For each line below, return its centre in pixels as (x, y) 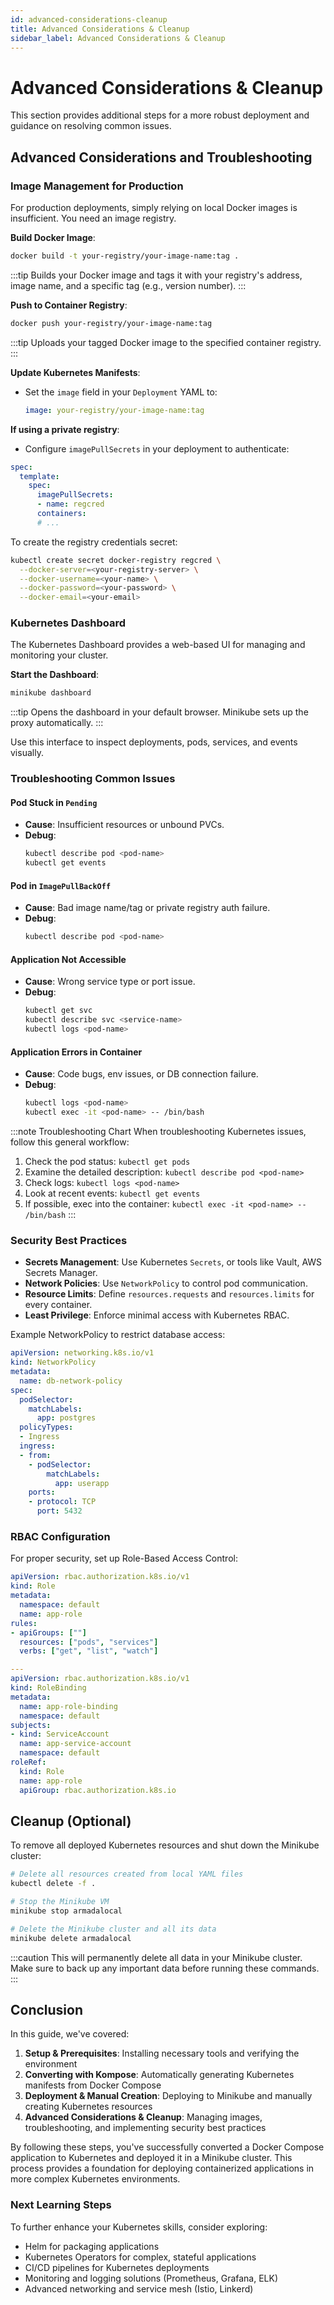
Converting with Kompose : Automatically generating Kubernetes (159, 2075)
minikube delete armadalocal (71, 1938)
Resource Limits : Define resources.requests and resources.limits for (169, 1294)
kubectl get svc (58, 1011)
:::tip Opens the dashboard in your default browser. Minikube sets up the (159, 712)
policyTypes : (46, 1427)
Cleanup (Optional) (71, 1821)
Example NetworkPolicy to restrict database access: (118, 1335)
